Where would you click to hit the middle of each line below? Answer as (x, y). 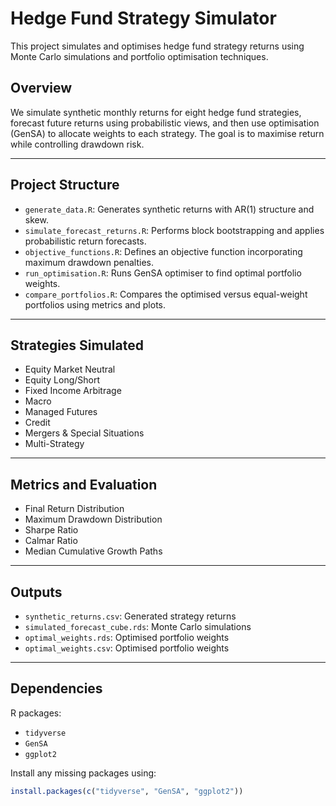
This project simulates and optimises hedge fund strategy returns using (157, 46)
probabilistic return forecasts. (85, 241)
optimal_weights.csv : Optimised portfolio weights (127, 648)
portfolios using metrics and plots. (95, 304)
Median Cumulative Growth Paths (93, 551)
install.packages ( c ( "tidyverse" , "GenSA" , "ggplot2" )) (127, 791)
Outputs (36, 592)
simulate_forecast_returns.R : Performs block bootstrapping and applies (174, 230)
